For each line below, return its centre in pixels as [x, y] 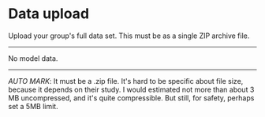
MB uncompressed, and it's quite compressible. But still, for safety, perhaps [131, 98]
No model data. [33, 58]
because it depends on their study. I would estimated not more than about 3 [131, 89]
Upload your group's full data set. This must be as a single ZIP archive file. [129, 36]
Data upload [49, 14]
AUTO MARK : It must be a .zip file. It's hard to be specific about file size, [126, 81]
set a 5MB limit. [33, 106]
